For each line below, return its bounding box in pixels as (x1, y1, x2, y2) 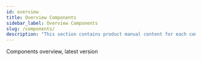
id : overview (6, 8, 39, 15)
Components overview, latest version (6, 48, 98, 55)
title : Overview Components (6, 14, 77, 21)
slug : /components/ (6, 25, 55, 32)
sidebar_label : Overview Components (6, 20, 98, 26)
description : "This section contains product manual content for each (6, 31, 187, 37)
